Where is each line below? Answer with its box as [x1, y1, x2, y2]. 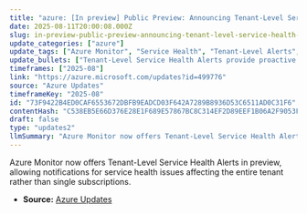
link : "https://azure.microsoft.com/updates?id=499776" [9, 73, 227, 82]
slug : [9, 30, 30, 39]
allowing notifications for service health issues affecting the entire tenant [9, 166, 284, 178]
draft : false [9, 115, 59, 124]
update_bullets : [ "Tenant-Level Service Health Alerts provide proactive [9, 56, 297, 65]
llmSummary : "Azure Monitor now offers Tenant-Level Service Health [9, 132, 276, 141]
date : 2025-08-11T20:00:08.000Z [9, 22, 132, 31]
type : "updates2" [9, 124, 76, 133]
